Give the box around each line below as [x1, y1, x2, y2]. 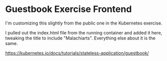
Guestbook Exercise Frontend [5, 3, 132, 15]
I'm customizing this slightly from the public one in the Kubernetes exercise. [5, 20, 162, 26]
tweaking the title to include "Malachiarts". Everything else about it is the [5, 35, 156, 41]
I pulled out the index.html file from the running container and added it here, [5, 29, 162, 35]
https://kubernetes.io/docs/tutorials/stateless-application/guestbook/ [5, 50, 149, 56]
